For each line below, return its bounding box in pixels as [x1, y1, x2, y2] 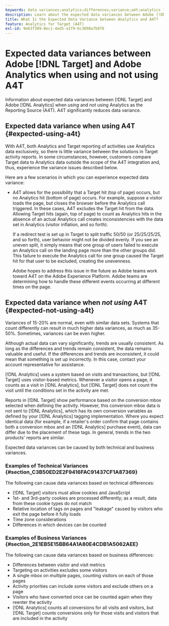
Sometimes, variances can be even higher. [17, 330, 106, 336]
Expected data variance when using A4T [5, 122, 135, 130]
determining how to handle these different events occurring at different [12, 278, 160, 285]
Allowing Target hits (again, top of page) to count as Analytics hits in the [12, 211, 162, 217]
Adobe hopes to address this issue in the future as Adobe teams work [12, 267, 157, 273]
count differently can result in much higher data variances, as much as [5, 325, 151, 331]
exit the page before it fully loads [12, 511, 81, 517]
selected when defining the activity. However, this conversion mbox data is [5, 402, 160, 408]
